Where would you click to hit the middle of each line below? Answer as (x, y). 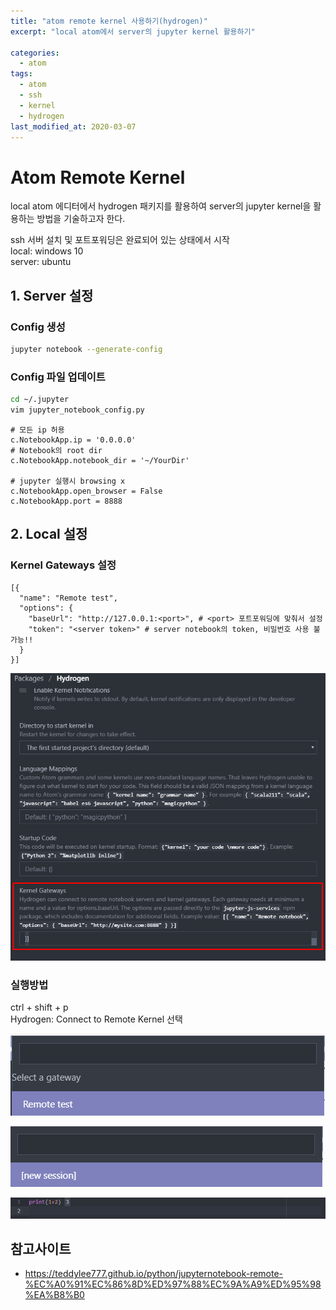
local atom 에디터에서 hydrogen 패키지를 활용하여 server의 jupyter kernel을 (161, 206)
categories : (35, 53)
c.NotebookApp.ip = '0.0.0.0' (73, 440)
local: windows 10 (47, 251)
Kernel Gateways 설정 (63, 565)
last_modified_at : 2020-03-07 (73, 126)
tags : (21, 74)
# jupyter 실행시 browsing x (68, 481)
